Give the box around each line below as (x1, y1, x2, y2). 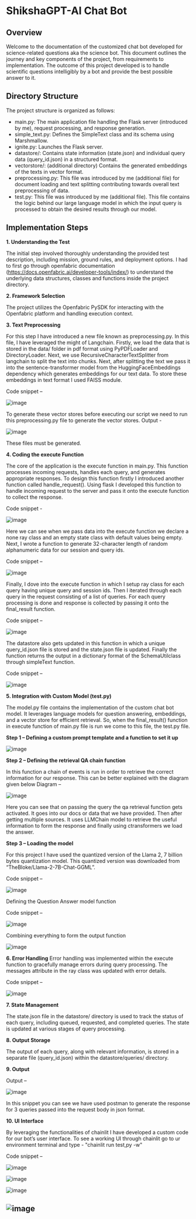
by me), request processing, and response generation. (14, 125, 146, 132)
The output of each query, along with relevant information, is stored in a (6, 1047, 179, 1055)
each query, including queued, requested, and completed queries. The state (6, 1019, 190, 1026)
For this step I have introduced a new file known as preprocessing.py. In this (6, 333, 190, 340)
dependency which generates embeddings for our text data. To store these (6, 370, 187, 377)
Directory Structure (6, 91, 79, 101)
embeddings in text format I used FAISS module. (6, 376, 122, 383)
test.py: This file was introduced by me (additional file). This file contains (14, 193, 190, 200)
